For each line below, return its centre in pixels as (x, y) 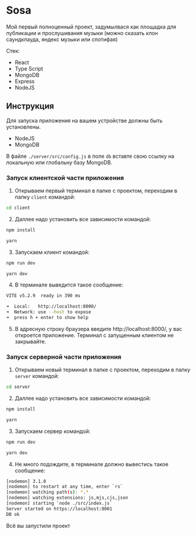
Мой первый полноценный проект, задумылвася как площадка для (91, 27)
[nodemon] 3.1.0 (26, 481)
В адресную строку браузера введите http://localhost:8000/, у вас (98, 329)
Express (25, 81)
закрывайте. (30, 341)
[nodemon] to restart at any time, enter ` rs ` (65, 487)
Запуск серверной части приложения (64, 356)
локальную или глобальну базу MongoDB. (59, 162)
